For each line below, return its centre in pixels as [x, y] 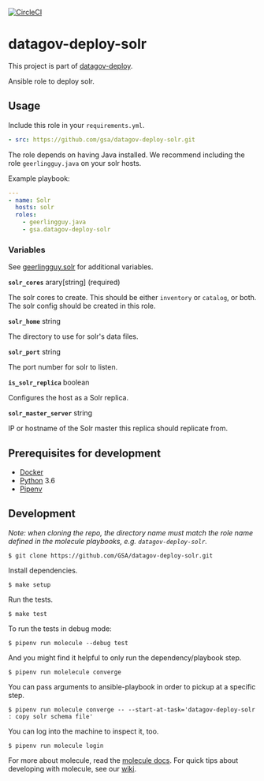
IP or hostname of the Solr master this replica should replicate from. [118, 428]
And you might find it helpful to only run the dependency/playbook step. [125, 657]
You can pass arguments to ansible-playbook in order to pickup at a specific [132, 686]
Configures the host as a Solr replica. [68, 398]
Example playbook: [39, 178]
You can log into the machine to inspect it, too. [84, 731]
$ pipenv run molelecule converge [65, 672]
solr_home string [34, 321]
